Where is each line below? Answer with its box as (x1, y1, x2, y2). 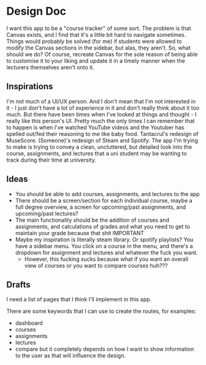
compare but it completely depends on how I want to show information (15, 345, 194, 353)
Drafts (6, 279, 31, 290)
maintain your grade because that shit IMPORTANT (15, 229, 145, 236)
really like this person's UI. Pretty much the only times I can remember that (6, 117, 195, 124)
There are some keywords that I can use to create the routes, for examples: (6, 307, 197, 315)
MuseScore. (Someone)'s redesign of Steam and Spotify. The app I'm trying (6, 137, 198, 144)
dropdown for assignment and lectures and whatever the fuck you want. (15, 249, 198, 256)
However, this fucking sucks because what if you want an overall (24, 255, 189, 263)
